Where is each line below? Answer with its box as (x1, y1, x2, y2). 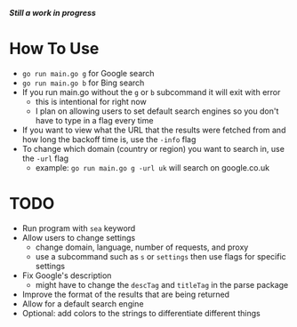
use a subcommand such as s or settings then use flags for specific (35, 251, 286, 261)
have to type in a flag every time (35, 115, 154, 125)
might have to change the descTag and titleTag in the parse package (35, 279, 289, 290)
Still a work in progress (9, 8, 96, 18)
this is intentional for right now (35, 96, 147, 107)
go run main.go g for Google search (21, 68, 155, 78)
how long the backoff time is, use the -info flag (21, 133, 197, 145)
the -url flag (21, 153, 69, 163)
